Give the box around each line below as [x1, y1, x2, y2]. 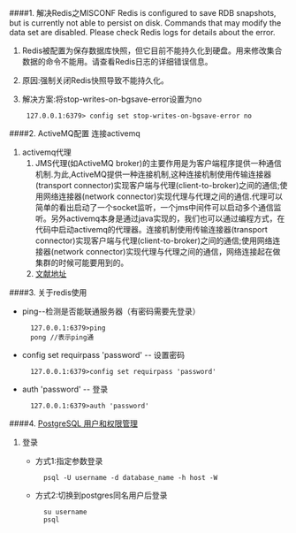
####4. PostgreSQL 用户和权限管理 [9, 418, 139, 429]
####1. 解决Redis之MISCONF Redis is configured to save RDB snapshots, [9, 8, 277, 18]
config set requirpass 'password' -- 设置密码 [21, 350, 186, 360]
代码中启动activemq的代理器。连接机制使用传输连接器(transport [34, 225, 268, 234]
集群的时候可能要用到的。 [34, 257, 129, 268]
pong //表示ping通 [30, 333, 95, 342]
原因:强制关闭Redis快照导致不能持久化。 [21, 75, 170, 86]
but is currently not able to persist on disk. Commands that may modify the [9, 18, 282, 28]
